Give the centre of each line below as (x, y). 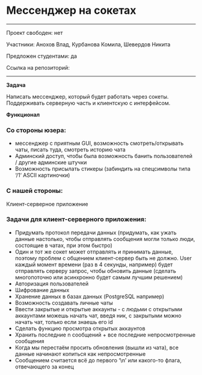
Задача (16, 85)
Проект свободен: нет (35, 32)
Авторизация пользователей (52, 284)
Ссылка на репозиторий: (38, 67)
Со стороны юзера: (36, 130)
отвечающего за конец (44, 367)
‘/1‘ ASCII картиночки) (42, 175)
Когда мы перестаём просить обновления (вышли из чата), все (97, 347)
